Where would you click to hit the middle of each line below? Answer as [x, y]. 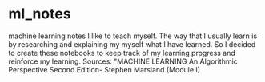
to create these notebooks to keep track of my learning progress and [122, 53]
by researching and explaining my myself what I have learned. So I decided [132, 44]
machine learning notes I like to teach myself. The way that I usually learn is [133, 36]
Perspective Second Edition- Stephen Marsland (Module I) [104, 69]
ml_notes [40, 14]
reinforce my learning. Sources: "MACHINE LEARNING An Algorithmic [123, 61]
